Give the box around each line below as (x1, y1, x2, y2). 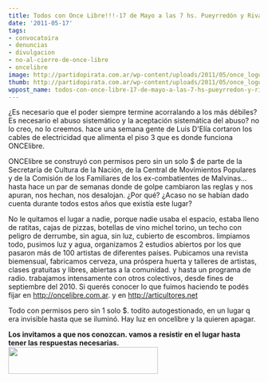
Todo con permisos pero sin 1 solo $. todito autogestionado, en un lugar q (8, 306, 250, 315)
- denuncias (8, 41, 48, 49)
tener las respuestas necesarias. (8, 338, 120, 348)
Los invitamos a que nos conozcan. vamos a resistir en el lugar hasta (8, 329, 241, 339)
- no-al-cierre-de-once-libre (8, 57, 109, 64)
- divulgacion (8, 49, 56, 57)
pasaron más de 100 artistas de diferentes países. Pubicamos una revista (8, 248, 249, 258)
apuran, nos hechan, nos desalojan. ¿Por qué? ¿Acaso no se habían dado (8, 190, 250, 200)
